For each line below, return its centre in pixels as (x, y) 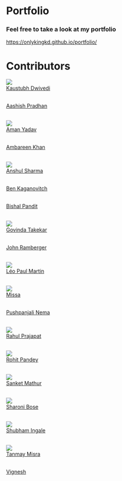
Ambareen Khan (26, 147)
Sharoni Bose (22, 407)
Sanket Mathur (24, 383)
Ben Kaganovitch (27, 189)
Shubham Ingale (26, 431)
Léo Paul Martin (25, 271)
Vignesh (16, 472)
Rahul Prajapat (24, 336)
